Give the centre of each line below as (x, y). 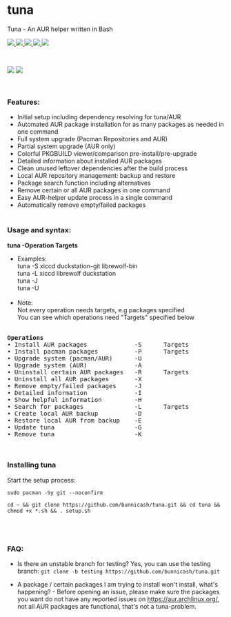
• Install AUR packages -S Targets (98, 344)
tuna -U (28, 287)
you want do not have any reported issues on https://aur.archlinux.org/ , (118, 599)
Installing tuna (32, 465)
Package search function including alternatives (84, 183)
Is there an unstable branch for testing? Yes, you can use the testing (114, 564)
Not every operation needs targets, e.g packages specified (101, 310)
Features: (23, 102)
